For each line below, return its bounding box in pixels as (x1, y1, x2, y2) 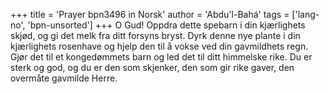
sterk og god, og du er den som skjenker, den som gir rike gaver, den (10, 62, 295, 73)
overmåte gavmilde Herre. (10, 72, 118, 84)
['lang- (291, 9, 320, 20)
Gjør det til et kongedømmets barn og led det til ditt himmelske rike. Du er (10, 51, 313, 63)
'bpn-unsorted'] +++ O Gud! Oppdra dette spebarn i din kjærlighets (27, 19, 306, 31)
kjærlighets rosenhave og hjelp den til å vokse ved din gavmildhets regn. (10, 40, 309, 52)
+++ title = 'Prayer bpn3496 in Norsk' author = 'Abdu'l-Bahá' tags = (10, 9, 290, 20)
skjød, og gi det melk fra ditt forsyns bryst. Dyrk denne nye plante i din (10, 30, 301, 41)
